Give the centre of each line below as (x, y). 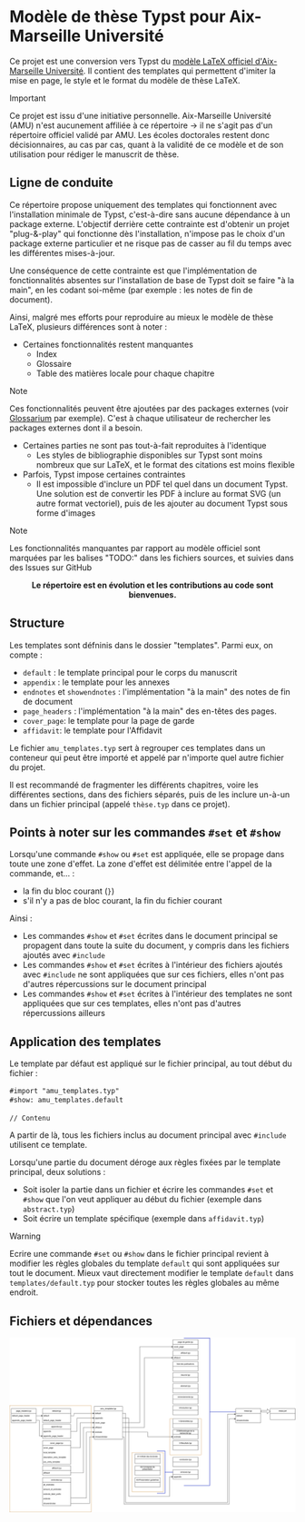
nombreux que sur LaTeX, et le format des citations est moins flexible (165, 464)
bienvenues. (152, 594)
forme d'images (66, 513)
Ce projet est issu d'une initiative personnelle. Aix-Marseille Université (141, 115)
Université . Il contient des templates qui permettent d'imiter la (161, 71)
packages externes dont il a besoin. (76, 428)
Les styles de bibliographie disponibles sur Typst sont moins (149, 455)
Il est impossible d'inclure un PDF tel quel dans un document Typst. (162, 484)
